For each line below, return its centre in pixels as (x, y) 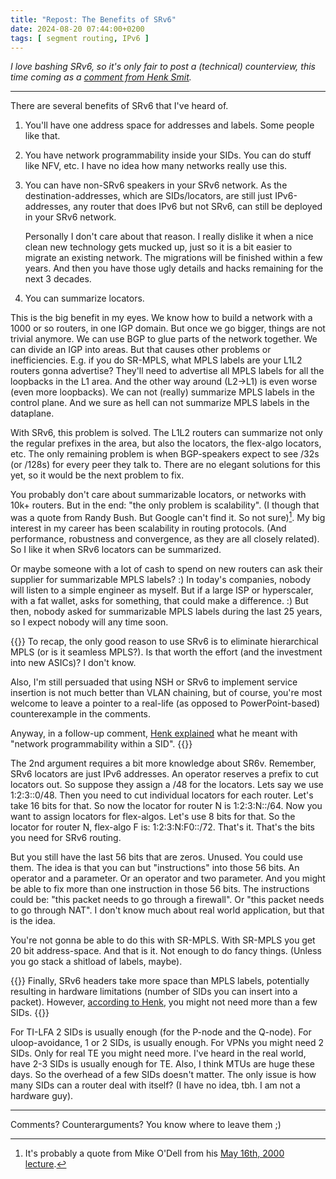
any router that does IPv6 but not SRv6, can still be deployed (198, 207)
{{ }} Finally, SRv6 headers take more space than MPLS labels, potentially (160, 981)
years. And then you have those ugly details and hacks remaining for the (174, 268)
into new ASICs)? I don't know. (73, 663)
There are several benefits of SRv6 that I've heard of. (119, 106)
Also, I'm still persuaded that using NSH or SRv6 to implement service (154, 682)
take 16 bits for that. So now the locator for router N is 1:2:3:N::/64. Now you (166, 806)
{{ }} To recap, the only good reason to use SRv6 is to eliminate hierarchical (164, 642)
